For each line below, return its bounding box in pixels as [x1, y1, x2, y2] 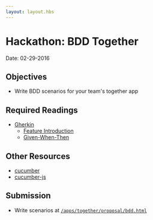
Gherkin [14, 121, 34, 128]
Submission [5, 191, 52, 201]
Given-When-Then [23, 134, 70, 141]
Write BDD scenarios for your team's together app [14, 88, 139, 95]
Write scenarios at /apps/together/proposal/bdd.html [14, 206, 148, 213]
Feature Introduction [23, 127, 74, 135]
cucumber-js [14, 173, 46, 180]
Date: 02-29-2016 [5, 55, 50, 62]
